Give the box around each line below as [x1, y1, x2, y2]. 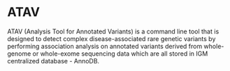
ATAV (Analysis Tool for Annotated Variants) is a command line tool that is [7, 27, 220, 35]
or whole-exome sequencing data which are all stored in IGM [32, 49, 208, 58]
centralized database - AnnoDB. [7, 56, 100, 65]
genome [7, 49, 31, 58]
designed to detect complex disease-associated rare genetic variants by [7, 34, 216, 42]
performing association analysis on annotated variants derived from [7, 42, 203, 50]
